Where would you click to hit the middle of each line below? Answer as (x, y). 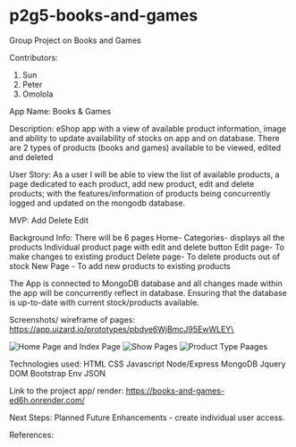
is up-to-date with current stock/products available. (104, 302)
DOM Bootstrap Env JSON (57, 373)
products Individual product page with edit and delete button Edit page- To (147, 247)
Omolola (38, 94)
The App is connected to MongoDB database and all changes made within (146, 283)
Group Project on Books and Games (75, 40)
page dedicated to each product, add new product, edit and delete (132, 183)
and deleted (31, 156)
